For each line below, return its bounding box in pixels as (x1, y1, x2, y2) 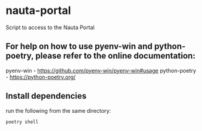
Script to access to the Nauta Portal (5, 24, 95, 31)
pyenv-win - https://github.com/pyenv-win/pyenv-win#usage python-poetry (5, 67, 197, 74)
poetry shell (5, 119, 39, 125)
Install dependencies (5, 91, 87, 101)
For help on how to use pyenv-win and (5, 41, 153, 52)
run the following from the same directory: (5, 107, 112, 114)
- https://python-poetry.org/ (5, 73, 76, 81)
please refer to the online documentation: (35, 51, 196, 61)
